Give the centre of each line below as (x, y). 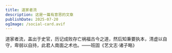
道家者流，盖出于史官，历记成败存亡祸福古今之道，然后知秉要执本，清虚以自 (86, 39)
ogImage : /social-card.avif (35, 24)
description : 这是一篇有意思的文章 (39, 15)
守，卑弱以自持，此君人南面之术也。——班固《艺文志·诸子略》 (71, 45)
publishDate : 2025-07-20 (32, 19)
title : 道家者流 (21, 10)
